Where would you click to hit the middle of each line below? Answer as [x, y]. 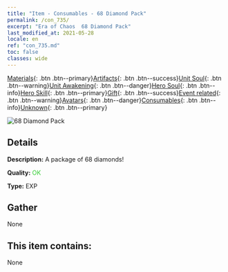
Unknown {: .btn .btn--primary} [64, 107]
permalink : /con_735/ [38, 20]
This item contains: [49, 246]
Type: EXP [22, 186]
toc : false [23, 52]
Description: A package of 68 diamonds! [66, 159]
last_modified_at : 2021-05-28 [51, 33]
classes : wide [28, 59]
